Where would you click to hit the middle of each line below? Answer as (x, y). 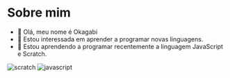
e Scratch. (32, 54)
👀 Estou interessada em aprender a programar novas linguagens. (110, 39)
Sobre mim (39, 13)
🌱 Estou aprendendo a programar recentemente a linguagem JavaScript (120, 46)
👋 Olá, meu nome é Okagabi (57, 32)
